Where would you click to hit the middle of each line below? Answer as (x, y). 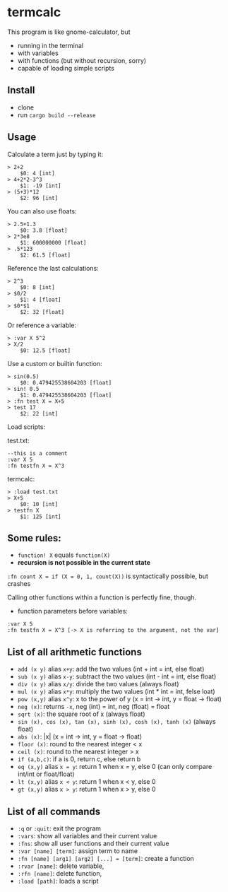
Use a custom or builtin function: (55, 363)
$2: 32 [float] (42, 312)
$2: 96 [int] (39, 198)
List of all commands (54, 811)
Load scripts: (26, 427)
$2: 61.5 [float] (46, 255)
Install (21, 90)
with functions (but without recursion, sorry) (82, 60)
